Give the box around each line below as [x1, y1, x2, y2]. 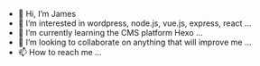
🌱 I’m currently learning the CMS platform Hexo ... [17, 28, 203, 37]
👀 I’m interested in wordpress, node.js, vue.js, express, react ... [17, 18, 252, 29]
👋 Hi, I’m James [17, 9, 77, 19]
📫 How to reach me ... [17, 47, 102, 57]
